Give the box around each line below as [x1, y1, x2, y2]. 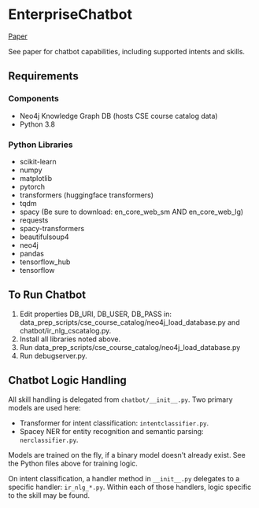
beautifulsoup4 [19, 232, 69, 241]
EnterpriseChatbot [8, 6, 132, 24]
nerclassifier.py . [19, 435, 79, 444]
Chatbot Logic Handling [8, 374, 128, 387]
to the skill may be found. [8, 490, 91, 500]
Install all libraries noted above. [19, 334, 120, 344]
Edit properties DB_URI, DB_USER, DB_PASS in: [19, 309, 172, 318]
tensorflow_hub [19, 257, 71, 267]
